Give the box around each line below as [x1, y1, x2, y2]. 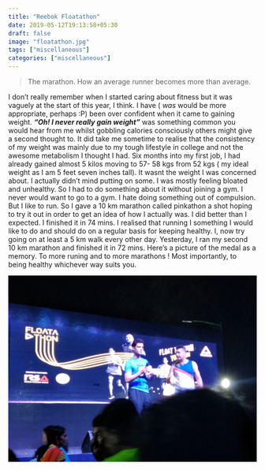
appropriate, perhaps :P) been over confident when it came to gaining [8, 109, 235, 118]
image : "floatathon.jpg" [8, 38, 90, 46]
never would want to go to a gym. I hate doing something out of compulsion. [8, 193, 256, 202]
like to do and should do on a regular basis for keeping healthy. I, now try [8, 226, 245, 236]
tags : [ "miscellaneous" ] [8, 46, 90, 54]
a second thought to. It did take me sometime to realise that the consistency [8, 134, 255, 144]
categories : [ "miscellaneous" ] [8, 54, 111, 62]
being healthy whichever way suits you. [8, 260, 136, 269]
